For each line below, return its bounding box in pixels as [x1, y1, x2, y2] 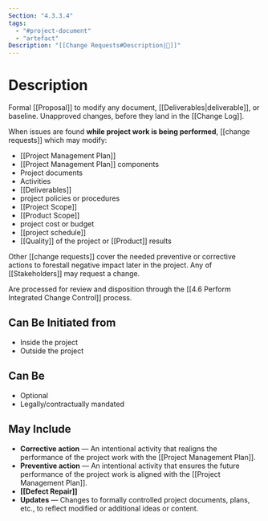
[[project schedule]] [19, 228, 87, 238]
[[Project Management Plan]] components [19, 160, 159, 169]
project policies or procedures [19, 193, 120, 203]
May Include [8, 422, 71, 436]
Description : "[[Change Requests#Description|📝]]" [8, 42, 181, 50]
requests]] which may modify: [8, 136, 108, 145]
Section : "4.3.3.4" [8, 11, 74, 20]
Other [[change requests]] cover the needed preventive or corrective [8, 252, 237, 262]
